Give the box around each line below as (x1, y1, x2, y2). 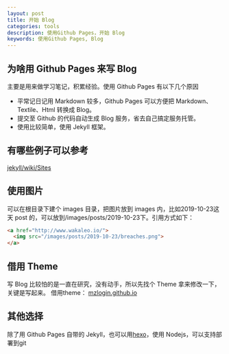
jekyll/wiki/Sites (7, 163, 51, 172)
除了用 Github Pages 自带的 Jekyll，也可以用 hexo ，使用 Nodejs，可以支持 (7, 330, 217, 338)
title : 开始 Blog (7, 16, 55, 23)
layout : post (7, 10, 45, 17)
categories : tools (7, 23, 60, 30)
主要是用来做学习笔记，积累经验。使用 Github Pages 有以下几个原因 (7, 82, 199, 90)
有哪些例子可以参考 (7, 145, 88, 157)
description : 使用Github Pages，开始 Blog (7, 29, 125, 36)
